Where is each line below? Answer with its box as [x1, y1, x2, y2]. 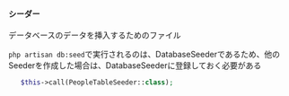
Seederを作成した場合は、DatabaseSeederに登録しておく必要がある [8, 60, 262, 71]
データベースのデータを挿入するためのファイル [8, 30, 181, 40]
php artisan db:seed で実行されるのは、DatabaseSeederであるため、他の [8, 49, 280, 60]
